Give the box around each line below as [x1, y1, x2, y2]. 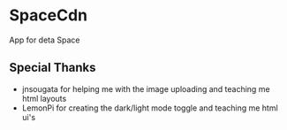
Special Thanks [9, 60, 96, 75]
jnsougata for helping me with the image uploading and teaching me [21, 83, 271, 94]
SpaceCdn [9, 5, 88, 26]
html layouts [21, 93, 67, 103]
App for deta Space [9, 34, 81, 45]
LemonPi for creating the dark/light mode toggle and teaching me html [21, 103, 278, 113]
